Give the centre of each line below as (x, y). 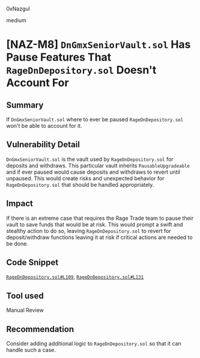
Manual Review (25, 310)
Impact (20, 204)
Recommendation (40, 329)
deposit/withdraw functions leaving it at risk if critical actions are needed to (100, 237)
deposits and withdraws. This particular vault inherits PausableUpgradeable (98, 165)
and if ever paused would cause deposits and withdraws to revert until (93, 172)
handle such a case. (31, 350)
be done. (17, 243)
